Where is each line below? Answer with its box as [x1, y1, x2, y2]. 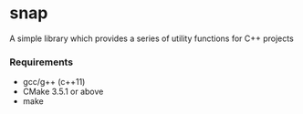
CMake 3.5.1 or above [22, 86, 104, 98]
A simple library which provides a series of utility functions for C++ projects [9, 33, 294, 44]
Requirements [9, 56, 74, 68]
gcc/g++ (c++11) [22, 77, 86, 88]
